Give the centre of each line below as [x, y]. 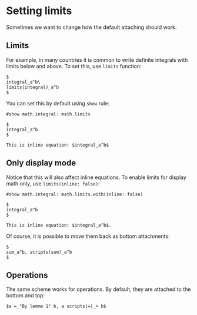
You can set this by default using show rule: [58, 103]
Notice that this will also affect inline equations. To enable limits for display [96, 177]
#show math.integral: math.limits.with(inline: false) [75, 194]
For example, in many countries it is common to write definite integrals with [97, 59]
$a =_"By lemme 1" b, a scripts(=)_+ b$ [56, 306]
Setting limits [39, 11]
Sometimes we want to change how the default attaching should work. [91, 27]
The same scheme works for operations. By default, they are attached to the [98, 289]
